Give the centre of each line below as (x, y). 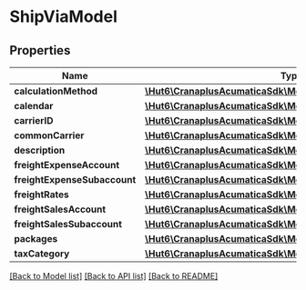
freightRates (42, 195)
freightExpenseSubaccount (75, 180)
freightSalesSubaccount (68, 224)
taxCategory (42, 254)
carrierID (34, 120)
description (40, 150)
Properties (40, 50)
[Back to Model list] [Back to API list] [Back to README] (114, 276)
